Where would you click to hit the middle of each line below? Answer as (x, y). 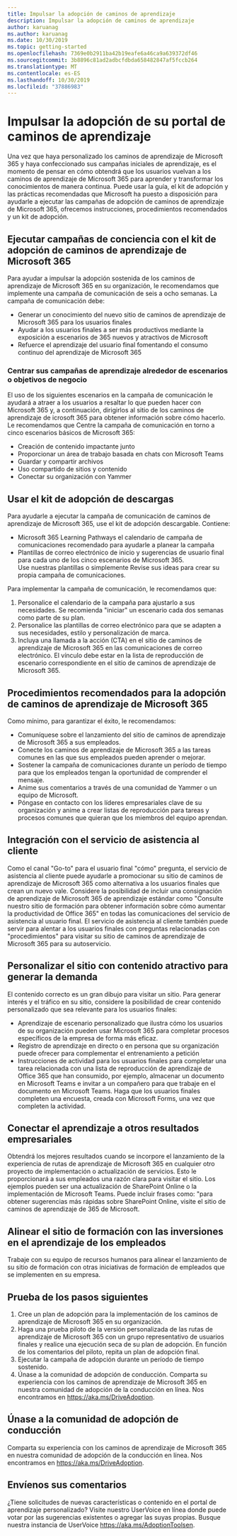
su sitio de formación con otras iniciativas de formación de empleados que (116, 1267)
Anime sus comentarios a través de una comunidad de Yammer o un (117, 787)
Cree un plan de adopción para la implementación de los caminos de (117, 1314)
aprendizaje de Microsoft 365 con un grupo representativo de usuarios (121, 1337)
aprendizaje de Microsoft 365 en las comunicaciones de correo (110, 648)
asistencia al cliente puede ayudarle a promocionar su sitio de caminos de (115, 876)
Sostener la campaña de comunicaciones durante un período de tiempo (122, 764)
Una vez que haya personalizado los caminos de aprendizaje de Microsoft (115, 156)
